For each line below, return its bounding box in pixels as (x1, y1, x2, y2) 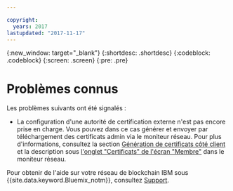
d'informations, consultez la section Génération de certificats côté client (16, 140, 226, 148)
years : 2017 (13, 22, 48, 30)
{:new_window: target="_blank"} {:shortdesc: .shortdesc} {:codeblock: (6, 48, 211, 57)
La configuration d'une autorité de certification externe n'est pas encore (16, 117, 226, 126)
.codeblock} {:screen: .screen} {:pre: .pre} (6, 56, 128, 65)
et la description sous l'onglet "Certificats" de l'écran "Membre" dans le (16, 147, 225, 156)
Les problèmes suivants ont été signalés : (6, 104, 127, 112)
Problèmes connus (6, 81, 119, 97)
